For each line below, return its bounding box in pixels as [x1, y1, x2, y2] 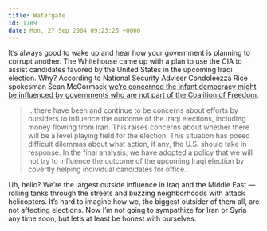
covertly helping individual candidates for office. [27, 164, 187, 175]
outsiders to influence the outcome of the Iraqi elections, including [27, 114, 246, 124]
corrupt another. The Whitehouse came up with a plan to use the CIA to [8, 56, 242, 66]
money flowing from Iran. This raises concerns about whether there [27, 122, 250, 132]
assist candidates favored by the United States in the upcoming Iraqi [8, 65, 233, 75]
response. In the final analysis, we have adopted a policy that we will [27, 148, 253, 157]
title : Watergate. [8, 11, 69, 20]
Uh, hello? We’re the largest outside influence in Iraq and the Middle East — [8, 180, 256, 190]
